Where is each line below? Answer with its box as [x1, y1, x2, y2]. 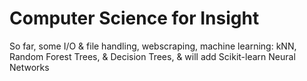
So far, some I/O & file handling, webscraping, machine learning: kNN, [9, 40, 297, 52]
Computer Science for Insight [9, 7, 260, 30]
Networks [9, 61, 50, 73]
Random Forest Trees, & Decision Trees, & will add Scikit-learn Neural [9, 50, 296, 62]
